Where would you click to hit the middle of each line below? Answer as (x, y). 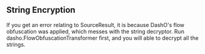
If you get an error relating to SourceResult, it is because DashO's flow (95, 25)
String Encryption (41, 10)
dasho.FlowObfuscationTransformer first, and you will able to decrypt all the (102, 38)
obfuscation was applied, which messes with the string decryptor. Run (95, 31)
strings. (16, 44)
